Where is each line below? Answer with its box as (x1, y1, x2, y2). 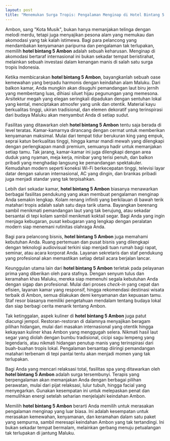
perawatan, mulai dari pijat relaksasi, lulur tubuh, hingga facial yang (5, 382, 146, 388)
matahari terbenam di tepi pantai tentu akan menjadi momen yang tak (5, 350, 151, 356)
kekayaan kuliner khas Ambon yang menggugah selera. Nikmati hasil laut (5, 329, 158, 335)
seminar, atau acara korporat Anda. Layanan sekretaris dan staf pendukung (5, 250, 163, 256)
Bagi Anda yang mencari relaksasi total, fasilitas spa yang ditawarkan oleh (5, 366, 160, 372)
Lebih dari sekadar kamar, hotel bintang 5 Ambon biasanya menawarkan (5, 185, 158, 191)
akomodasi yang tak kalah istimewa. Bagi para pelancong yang (5, 37, 137, 43)
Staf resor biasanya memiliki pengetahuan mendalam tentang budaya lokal (5, 297, 161, 304)
